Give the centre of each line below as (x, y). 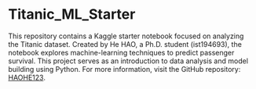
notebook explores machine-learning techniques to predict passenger (121, 52)
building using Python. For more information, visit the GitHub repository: (124, 69)
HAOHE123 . (27, 77)
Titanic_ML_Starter (72, 14)
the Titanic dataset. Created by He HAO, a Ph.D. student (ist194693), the (125, 44)
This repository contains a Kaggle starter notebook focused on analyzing (126, 36)
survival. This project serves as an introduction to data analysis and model (128, 61)
